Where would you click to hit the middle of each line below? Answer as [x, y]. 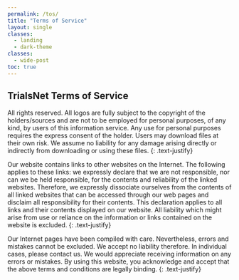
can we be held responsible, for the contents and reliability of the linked [112, 180]
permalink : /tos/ [33, 14]
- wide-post [32, 61]
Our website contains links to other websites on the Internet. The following [116, 165]
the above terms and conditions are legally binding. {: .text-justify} [104, 269]
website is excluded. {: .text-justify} [59, 225]
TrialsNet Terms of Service [68, 96]
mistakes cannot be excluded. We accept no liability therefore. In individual [117, 247]
